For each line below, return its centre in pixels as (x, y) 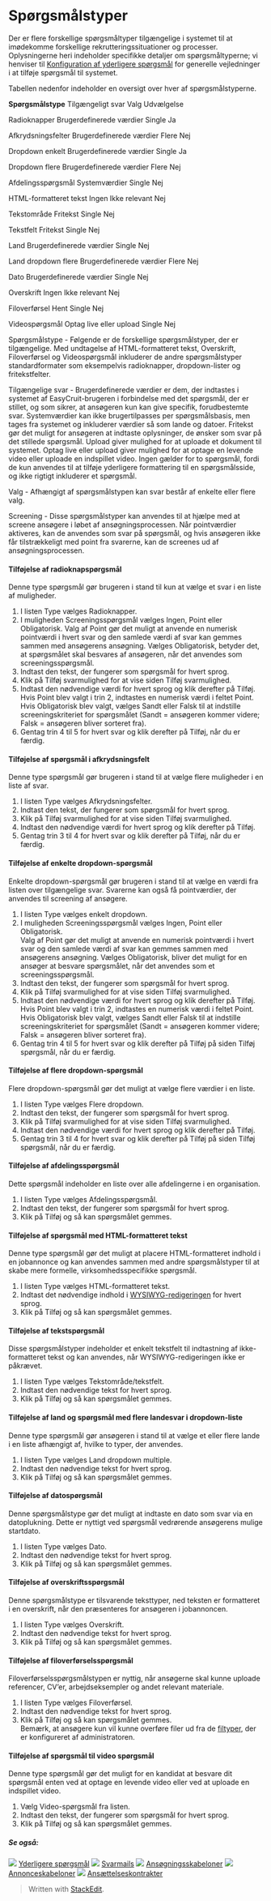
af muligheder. (32, 596)
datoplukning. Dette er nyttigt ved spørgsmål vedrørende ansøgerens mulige (135, 1522)
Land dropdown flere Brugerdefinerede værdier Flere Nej (104, 261)
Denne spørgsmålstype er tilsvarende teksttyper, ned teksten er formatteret (134, 1600)
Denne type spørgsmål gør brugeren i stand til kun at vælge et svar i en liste (135, 587)
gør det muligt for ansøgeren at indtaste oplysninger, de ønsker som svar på (135, 433)
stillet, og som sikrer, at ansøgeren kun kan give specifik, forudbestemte (129, 407)
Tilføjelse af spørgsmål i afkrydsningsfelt (79, 759)
